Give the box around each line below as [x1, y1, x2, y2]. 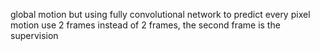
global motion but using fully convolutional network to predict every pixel [10, 9, 311, 20]
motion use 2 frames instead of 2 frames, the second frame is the [10, 19, 281, 31]
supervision [10, 30, 59, 41]
